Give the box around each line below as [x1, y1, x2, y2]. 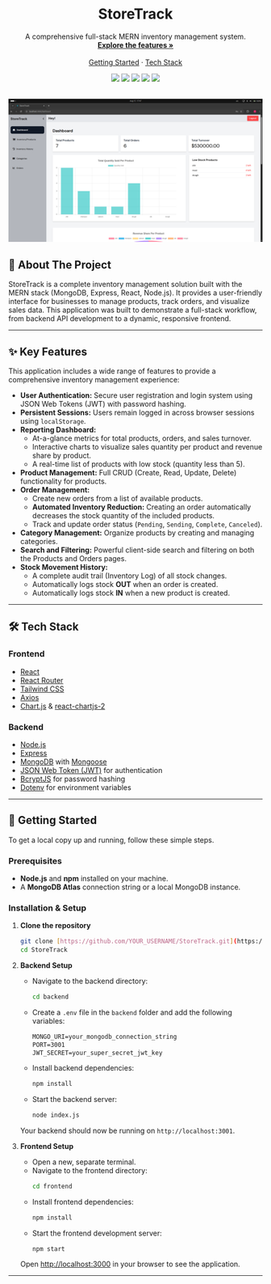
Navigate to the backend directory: [31, 976, 148, 986]
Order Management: [19, 485, 90, 495]
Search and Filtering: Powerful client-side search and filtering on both [19, 545, 255, 555]
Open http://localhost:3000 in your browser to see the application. [19, 1259, 240, 1269]
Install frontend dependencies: [31, 1197, 135, 1206]
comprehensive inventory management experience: [8, 375, 180, 385]
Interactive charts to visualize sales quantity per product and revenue [31, 442, 263, 452]
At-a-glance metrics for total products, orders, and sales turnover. [31, 433, 252, 443]
